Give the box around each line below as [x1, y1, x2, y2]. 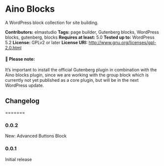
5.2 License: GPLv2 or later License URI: [5, 39, 88, 45]
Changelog [5, 96, 40, 105]
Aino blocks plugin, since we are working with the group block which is [5, 72, 149, 78]
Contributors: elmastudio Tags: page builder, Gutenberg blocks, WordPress [5, 29, 159, 35]
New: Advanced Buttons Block [5, 133, 67, 139]
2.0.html [5, 45, 22, 50]
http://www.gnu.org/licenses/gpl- [88, 39, 157, 45]
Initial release [5, 156, 32, 162]
